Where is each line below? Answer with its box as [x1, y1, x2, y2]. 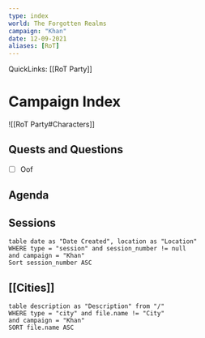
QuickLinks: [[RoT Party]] [8, 64, 93, 74]
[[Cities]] [8, 280, 55, 294]
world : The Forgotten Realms [8, 19, 107, 28]
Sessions [8, 216, 57, 229]
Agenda [8, 188, 49, 203]
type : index [8, 11, 49, 20]
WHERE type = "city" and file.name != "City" [8, 309, 164, 317]
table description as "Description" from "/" [8, 302, 164, 310]
